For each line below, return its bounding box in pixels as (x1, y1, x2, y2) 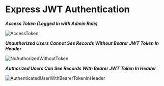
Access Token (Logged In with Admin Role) (5, 20, 98, 26)
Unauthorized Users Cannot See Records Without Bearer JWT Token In (5, 40, 159, 46)
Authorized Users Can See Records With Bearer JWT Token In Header (5, 65, 156, 71)
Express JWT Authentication (5, 4, 130, 15)
